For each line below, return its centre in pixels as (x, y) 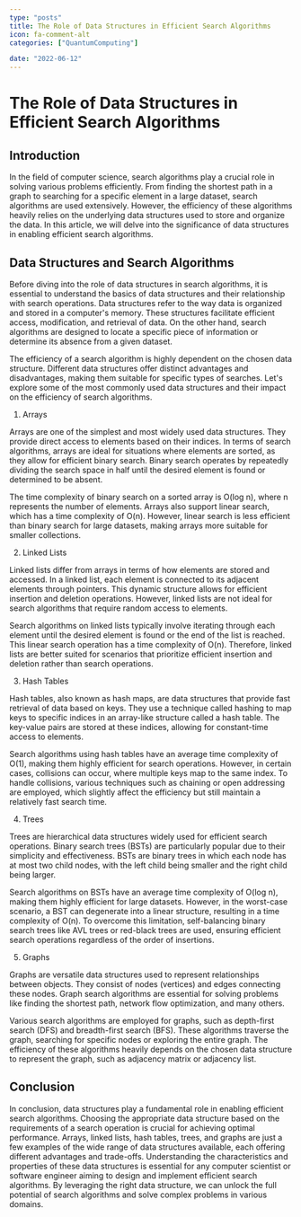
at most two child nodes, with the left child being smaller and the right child (148, 865)
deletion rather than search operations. (82, 663)
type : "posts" (36, 18)
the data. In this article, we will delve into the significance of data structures (149, 225)
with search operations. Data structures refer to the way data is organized (146, 303)
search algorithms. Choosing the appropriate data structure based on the (145, 1118)
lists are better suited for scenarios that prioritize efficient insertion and (141, 654)
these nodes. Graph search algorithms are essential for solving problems (144, 993)
